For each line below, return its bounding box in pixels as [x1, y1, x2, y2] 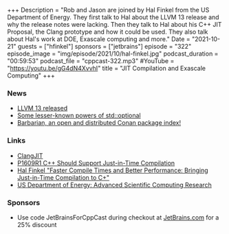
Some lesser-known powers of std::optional [17, 111, 141, 119]
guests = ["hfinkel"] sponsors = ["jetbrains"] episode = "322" [17, 43, 192, 50]
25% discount [17, 220, 57, 229]
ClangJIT [17, 151, 43, 160]
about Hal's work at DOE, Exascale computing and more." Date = [7, 35, 190, 43]
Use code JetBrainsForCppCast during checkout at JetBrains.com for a [17, 213, 219, 222]
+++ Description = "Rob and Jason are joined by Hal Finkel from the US [7, 6, 210, 14]
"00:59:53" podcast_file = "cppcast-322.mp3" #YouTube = [7, 57, 175, 65]
